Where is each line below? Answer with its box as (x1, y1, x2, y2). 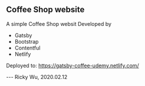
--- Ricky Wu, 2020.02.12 (6, 73, 68, 80)
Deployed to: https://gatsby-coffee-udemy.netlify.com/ (6, 62, 140, 69)
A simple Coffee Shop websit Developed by (6, 20, 112, 27)
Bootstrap (14, 38, 39, 45)
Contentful (14, 44, 41, 51)
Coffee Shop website (6, 5, 85, 15)
